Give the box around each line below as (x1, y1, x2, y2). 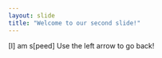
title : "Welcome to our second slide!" (8, 19, 141, 27)
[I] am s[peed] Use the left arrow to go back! (8, 41, 155, 50)
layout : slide (8, 11, 56, 20)
